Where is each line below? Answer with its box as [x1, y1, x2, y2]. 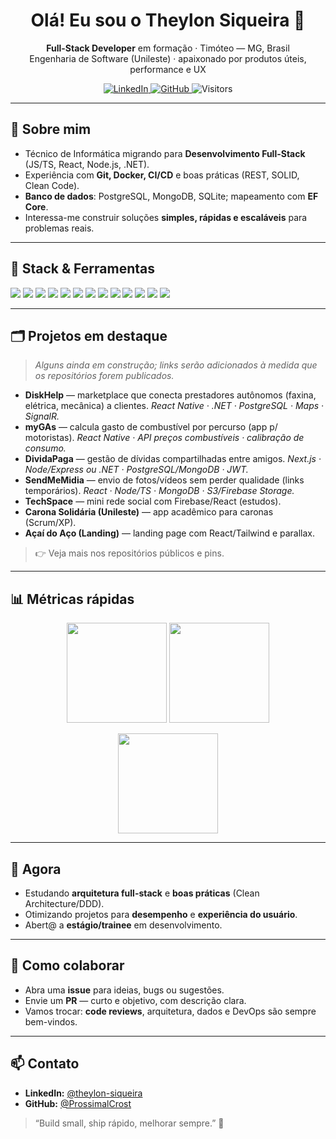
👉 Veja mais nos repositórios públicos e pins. [34, 547, 225, 559]
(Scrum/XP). [24, 517, 77, 529]
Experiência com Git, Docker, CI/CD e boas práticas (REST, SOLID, [24, 169, 300, 181]
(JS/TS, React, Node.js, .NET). [24, 158, 150, 170]
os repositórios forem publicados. [34, 370, 175, 382]
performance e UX [129, 63, 207, 75]
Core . [24, 200, 49, 213]
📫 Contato [10, 1055, 80, 1073]
